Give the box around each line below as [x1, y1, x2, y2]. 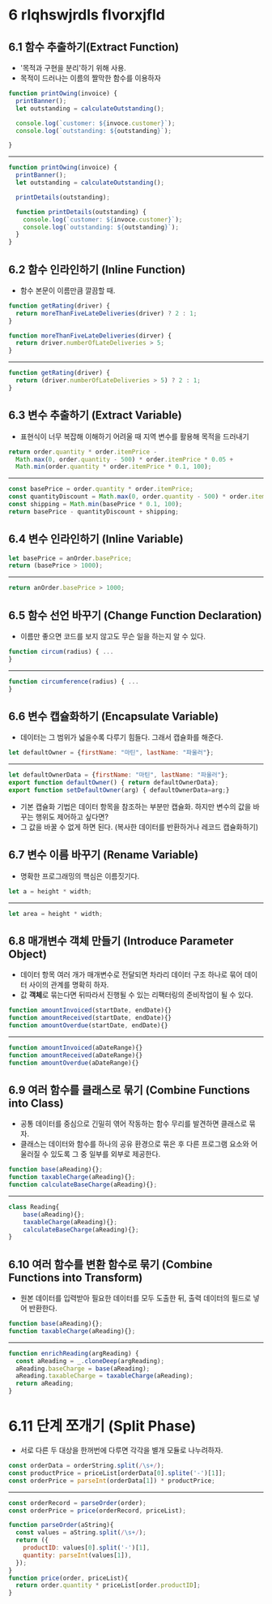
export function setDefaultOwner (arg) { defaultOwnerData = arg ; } [8, 785, 230, 794]
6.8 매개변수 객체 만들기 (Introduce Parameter [8, 934, 234, 948]
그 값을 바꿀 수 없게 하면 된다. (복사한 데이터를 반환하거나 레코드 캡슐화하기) [19, 822, 259, 832]
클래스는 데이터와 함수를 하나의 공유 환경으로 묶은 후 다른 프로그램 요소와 [19, 1139, 249, 1149]
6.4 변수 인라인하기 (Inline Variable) [8, 532, 184, 546]
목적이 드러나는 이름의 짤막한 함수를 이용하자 [19, 73, 162, 83]
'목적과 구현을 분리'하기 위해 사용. [19, 63, 127, 72]
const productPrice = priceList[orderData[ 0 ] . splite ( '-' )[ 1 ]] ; [8, 1469, 227, 1477]
